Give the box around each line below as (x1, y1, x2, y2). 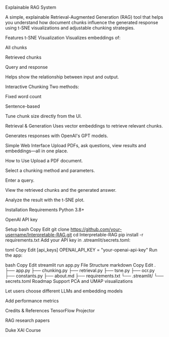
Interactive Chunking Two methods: (5, 83, 79, 90)
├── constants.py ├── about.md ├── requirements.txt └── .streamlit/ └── (5, 273, 164, 279)
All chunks (5, 45, 27, 50)
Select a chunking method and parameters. (5, 167, 95, 174)
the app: (5, 252, 23, 258)
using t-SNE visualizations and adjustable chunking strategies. (5, 25, 135, 31)
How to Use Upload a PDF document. (5, 158, 83, 163)
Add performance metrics (5, 298, 59, 304)
